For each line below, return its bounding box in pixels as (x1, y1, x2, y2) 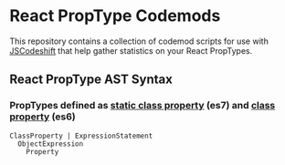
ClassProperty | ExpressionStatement (9, 131, 153, 140)
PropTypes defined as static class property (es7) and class (9, 99, 276, 112)
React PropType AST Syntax (9, 72, 174, 88)
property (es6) (9, 110, 76, 123)
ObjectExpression (17, 139, 84, 149)
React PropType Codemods (9, 5, 221, 26)
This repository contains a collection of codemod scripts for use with (9, 36, 269, 46)
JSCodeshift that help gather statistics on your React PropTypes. (9, 45, 253, 56)
